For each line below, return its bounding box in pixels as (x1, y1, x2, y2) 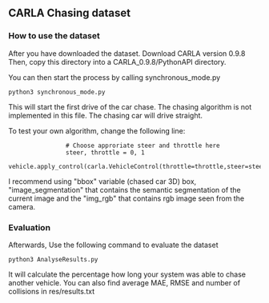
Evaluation (8, 221, 50, 233)
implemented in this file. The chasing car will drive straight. (8, 110, 203, 120)
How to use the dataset (8, 30, 100, 42)
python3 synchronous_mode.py (8, 88, 106, 96)
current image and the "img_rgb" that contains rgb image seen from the (8, 193, 245, 203)
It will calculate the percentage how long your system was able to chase (8, 269, 247, 279)
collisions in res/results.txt (8, 286, 94, 296)
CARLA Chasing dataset (8, 6, 130, 20)
